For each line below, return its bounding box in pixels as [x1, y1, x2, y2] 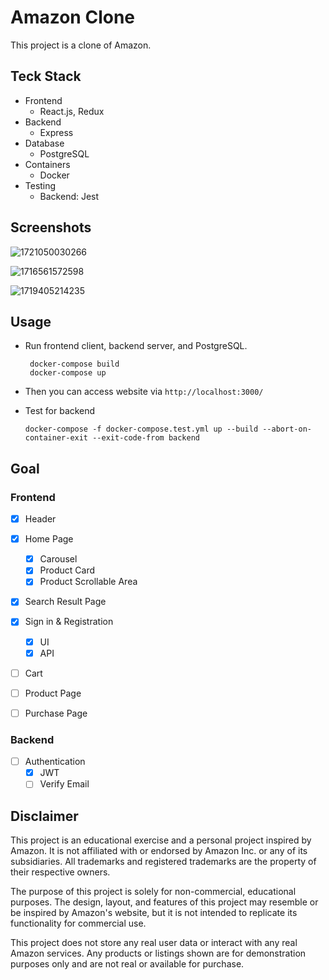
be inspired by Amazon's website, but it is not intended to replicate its [10, 907, 298, 919]
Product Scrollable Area [39, 576, 138, 588]
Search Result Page [24, 596, 107, 608]
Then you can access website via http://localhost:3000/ [24, 386, 264, 398]
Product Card [39, 564, 96, 576]
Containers [24, 158, 71, 170]
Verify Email [39, 778, 90, 790]
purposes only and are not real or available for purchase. [10, 958, 245, 970]
